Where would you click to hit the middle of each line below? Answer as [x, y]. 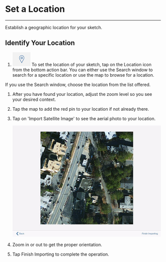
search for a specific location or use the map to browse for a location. [83, 75]
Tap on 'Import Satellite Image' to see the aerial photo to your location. [84, 118]
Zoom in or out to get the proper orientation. [57, 244]
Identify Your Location [40, 43]
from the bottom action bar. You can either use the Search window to [83, 70]
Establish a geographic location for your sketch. [54, 27]
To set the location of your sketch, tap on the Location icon [91, 64]
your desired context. [34, 99]
